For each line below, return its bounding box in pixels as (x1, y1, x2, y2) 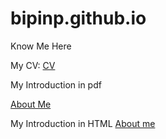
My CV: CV (10, 59, 56, 71)
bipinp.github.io (10, 7, 147, 30)
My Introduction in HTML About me (10, 117, 156, 129)
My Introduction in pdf (10, 78, 102, 91)
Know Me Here (10, 40, 72, 52)
